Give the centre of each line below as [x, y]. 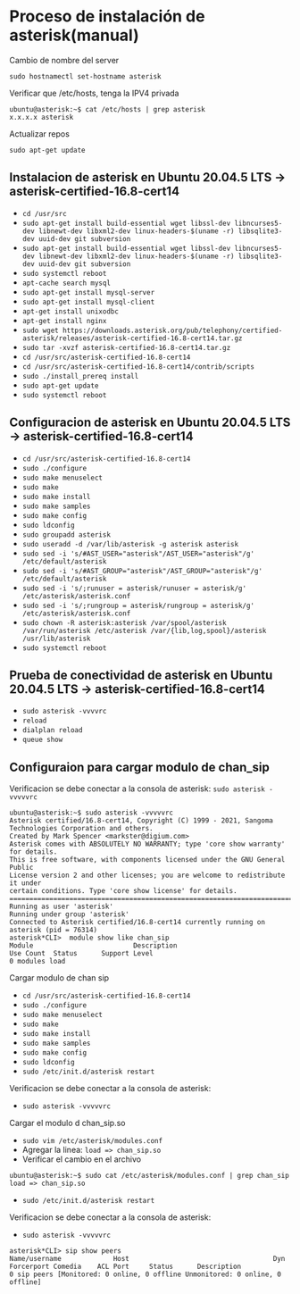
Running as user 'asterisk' [62, 907]
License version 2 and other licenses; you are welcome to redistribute [147, 876]
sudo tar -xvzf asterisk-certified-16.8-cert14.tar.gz [126, 347]
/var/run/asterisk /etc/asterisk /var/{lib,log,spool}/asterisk [144, 630]
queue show [42, 740]
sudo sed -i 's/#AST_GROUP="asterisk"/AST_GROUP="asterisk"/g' [142, 571]
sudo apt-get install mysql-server [88, 292]
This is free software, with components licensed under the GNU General [147, 860]
